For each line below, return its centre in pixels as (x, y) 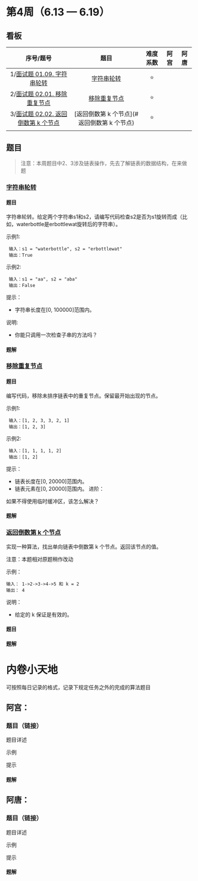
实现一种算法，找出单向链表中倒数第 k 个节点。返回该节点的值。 (84, 546)
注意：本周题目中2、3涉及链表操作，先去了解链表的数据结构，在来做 (104, 163)
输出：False (22, 285)
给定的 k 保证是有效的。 (43, 614)
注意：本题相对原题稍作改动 (40, 559)
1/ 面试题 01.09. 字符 (39, 74)
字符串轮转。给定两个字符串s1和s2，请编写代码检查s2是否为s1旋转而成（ (94, 217)
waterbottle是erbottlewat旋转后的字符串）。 (69, 224)
